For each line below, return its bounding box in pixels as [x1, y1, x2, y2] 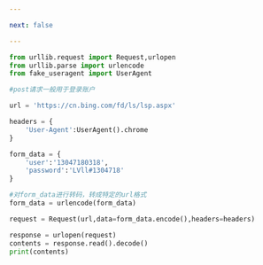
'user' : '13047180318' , [25, 158, 109, 167]
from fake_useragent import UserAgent [9, 69, 152, 78]
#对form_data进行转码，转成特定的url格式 [9, 191, 147, 199]
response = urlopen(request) [9, 230, 117, 239]
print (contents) [9, 247, 69, 256]
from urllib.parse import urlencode [9, 61, 144, 70]
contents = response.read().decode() [9, 238, 149, 248]
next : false [9, 20, 53, 29]
